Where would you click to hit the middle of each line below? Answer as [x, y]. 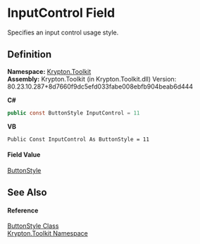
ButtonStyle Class [33, 226]
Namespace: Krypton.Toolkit [49, 71]
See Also [27, 192]
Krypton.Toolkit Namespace [48, 233]
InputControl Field [61, 13]
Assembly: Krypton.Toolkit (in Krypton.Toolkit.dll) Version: [92, 79]
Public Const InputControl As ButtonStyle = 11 [79, 139]
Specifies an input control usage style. [63, 32]
